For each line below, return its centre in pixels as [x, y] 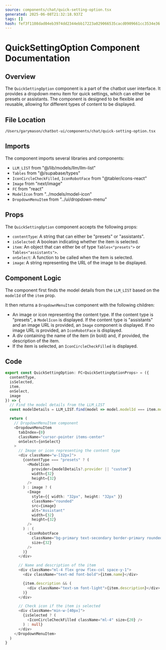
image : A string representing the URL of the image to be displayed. [79, 262]
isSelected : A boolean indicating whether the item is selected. [76, 241]
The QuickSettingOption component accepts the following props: [71, 227]
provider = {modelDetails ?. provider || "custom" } [82, 469]
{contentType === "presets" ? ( [56, 460]
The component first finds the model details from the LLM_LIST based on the [82, 290]
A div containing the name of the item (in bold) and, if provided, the [81, 335]
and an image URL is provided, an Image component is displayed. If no [83, 325]
